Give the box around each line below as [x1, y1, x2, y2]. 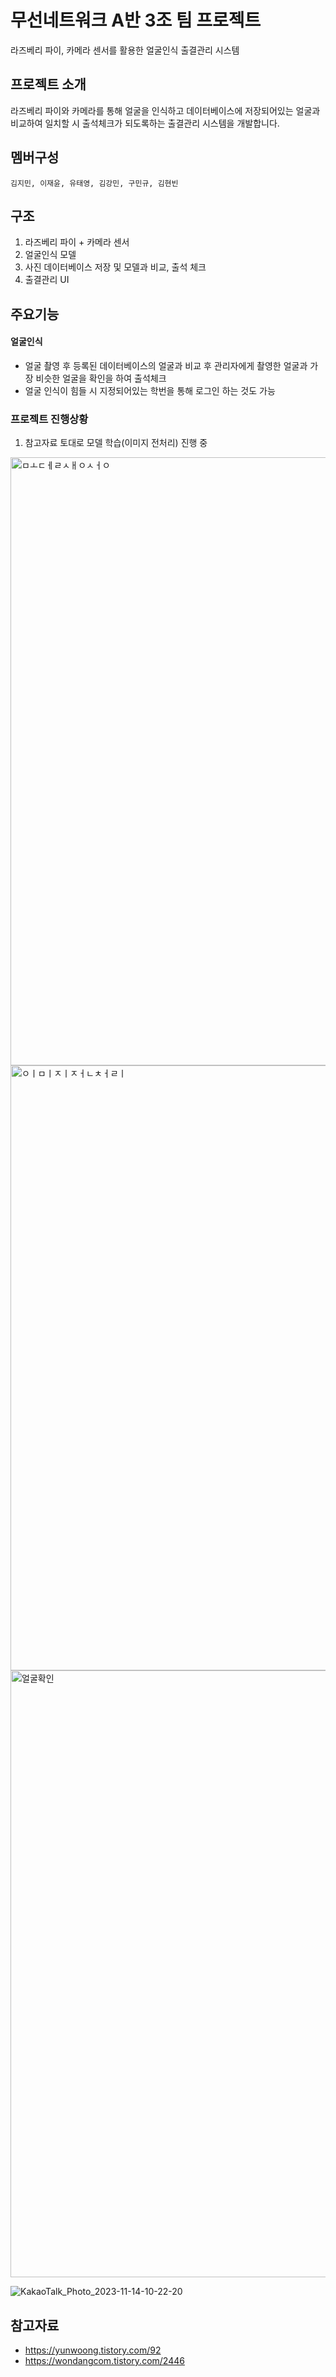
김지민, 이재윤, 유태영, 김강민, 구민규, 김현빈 [10, 178, 179, 188]
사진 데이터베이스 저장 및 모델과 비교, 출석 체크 [24, 261, 207, 273]
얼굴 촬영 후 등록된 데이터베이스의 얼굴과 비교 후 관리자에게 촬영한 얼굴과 [24, 359, 308, 371]
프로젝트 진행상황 [10, 412, 89, 426]
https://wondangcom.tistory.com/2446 [24, 2355, 185, 2367]
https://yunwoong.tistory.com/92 [24, 2344, 162, 2356]
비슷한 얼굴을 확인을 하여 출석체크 [35, 372, 167, 384]
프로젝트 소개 [10, 76, 87, 93]
